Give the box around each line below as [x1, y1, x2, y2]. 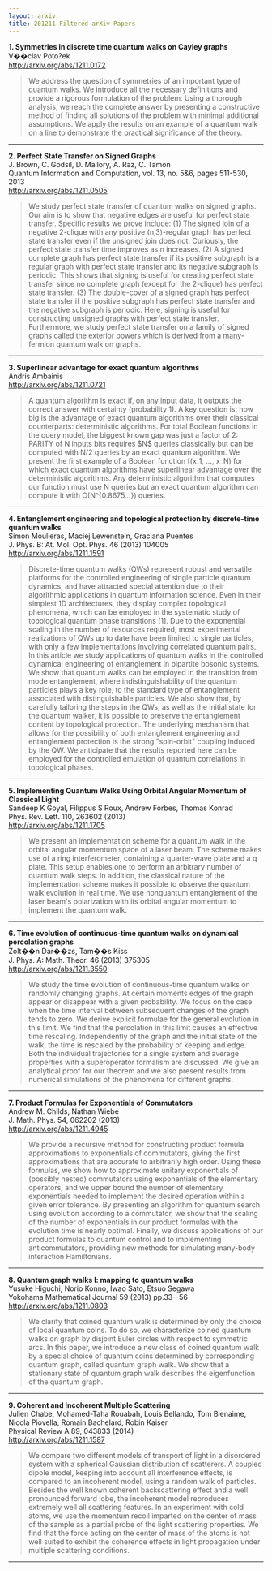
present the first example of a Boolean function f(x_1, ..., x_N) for [28, 455, 243, 465]
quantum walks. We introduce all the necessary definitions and [28, 84, 239, 94]
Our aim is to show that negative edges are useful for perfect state [28, 209, 250, 219]
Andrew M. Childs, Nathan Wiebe [8, 1106, 120, 1116]
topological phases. [28, 762, 95, 772]
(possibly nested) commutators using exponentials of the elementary [28, 1174, 259, 1184]
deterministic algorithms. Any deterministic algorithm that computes [28, 473, 255, 483]
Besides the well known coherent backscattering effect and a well [28, 1485, 249, 1495]
